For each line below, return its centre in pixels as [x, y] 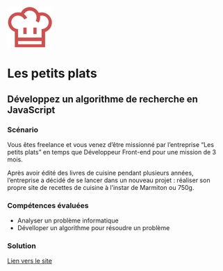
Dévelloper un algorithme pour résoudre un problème [93, 228]
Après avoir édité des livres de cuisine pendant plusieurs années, [100, 173]
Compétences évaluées [48, 205]
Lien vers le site [30, 261]
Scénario [23, 130]
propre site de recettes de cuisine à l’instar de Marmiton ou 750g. [101, 187]
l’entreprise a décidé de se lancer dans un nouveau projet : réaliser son [109, 180]
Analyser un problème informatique [68, 220]
